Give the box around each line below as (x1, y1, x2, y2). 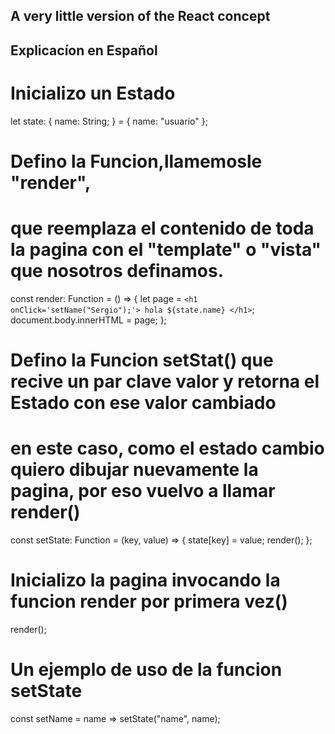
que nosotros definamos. (10, 260, 225, 283)
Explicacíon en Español (10, 42, 158, 59)
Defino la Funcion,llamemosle (10, 150, 263, 173)
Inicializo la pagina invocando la (10, 569, 281, 592)
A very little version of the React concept (10, 8, 271, 25)
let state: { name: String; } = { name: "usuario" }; (10, 115, 208, 127)
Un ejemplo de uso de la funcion (10, 659, 283, 681)
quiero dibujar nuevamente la (10, 459, 259, 481)
